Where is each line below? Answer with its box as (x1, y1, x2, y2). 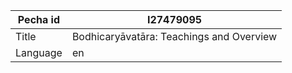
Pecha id (17, 13, 61, 26)
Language (15, 46, 63, 59)
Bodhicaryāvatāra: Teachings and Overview (71, 30, 278, 43)
